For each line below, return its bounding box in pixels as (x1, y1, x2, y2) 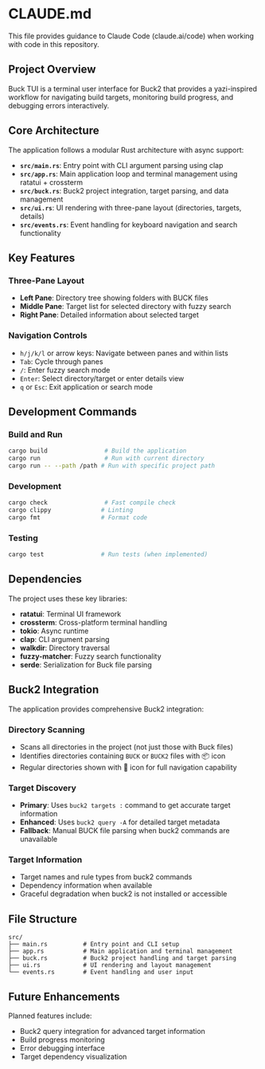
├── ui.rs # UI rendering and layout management (8, 961, 212, 969)
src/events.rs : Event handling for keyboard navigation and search (19, 220, 238, 229)
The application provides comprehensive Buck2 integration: (8, 704, 205, 714)
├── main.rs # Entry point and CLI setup (8, 941, 180, 949)
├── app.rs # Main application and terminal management (8, 947, 233, 956)
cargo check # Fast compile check (8, 499, 177, 507)
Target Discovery (8, 782, 77, 793)
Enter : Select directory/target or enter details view (19, 374, 185, 383)
